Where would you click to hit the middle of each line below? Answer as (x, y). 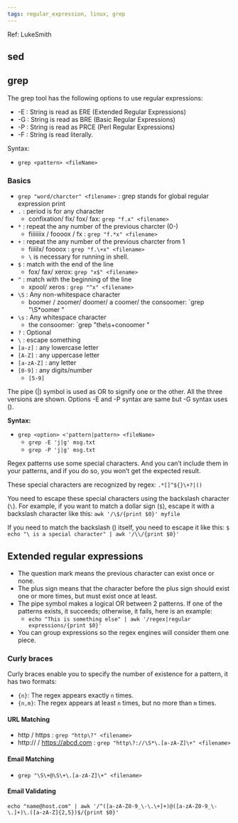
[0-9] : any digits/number (55, 371)
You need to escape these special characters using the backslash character (118, 499)
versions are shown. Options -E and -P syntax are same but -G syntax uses (118, 399)
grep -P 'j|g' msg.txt (62, 450)
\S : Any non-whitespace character (69, 295)
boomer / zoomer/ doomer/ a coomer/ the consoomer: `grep (116, 302)
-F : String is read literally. (55, 134)
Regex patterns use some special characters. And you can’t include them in (118, 463)
